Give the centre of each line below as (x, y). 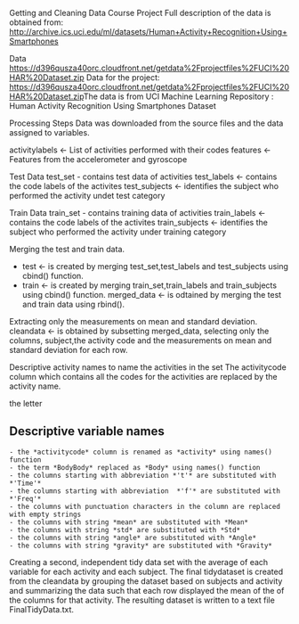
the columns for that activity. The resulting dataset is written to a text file (142, 600)
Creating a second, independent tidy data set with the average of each (139, 562)
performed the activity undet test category (87, 196)
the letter (26, 403)
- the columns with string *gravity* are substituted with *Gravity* (141, 546)
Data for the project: (123, 78)
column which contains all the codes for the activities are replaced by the (143, 377)
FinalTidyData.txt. (41, 609)
